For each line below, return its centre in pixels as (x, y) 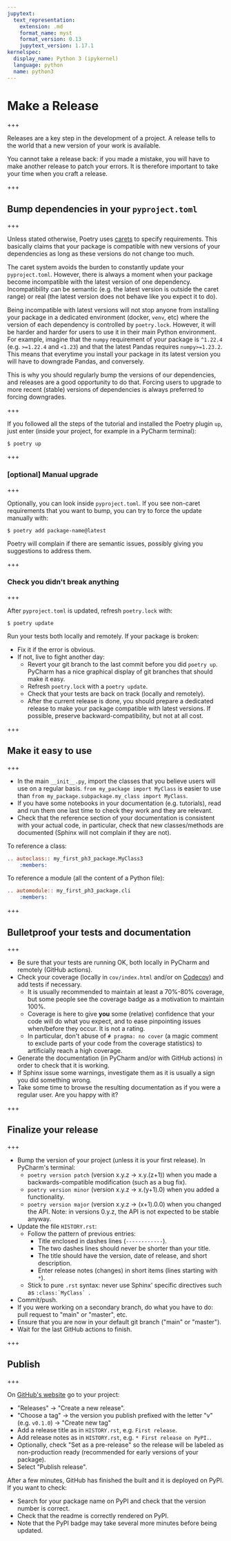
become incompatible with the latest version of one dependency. (99, 282)
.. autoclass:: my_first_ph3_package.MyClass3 (75, 858)
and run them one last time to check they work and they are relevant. (115, 810)
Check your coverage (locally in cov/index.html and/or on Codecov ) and (120, 977)
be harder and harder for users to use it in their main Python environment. (112, 332)
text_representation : (44, 20)
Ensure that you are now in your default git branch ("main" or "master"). (119, 1322)
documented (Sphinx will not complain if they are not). (94, 832)
